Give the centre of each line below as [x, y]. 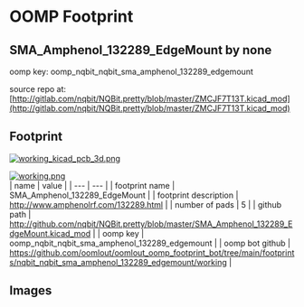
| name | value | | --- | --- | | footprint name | [92, 185]
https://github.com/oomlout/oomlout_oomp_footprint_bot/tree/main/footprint [152, 252]
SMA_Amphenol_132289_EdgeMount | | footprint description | [124, 195]
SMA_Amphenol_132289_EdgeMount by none [141, 50]
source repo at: [38, 89]
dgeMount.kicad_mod [50, 233]
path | [20, 214]
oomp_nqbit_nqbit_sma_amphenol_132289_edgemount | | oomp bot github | [150, 243]
